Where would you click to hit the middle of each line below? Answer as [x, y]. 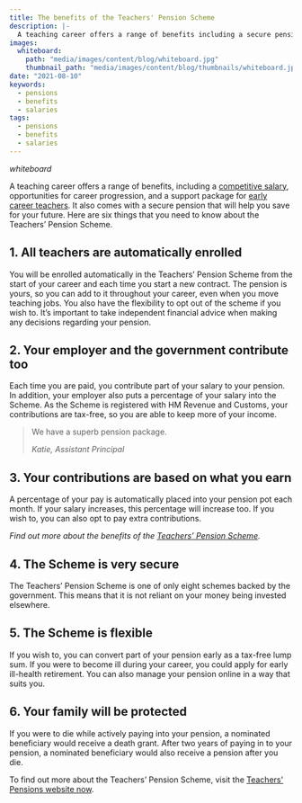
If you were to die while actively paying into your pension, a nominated [140, 733]
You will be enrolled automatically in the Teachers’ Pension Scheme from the [151, 274]
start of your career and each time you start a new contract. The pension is [148, 283]
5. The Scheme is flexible [81, 633]
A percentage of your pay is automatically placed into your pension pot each [151, 499]
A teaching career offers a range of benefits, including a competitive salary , [149, 186]
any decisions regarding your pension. [80, 322]
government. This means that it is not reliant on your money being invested [148, 595]
